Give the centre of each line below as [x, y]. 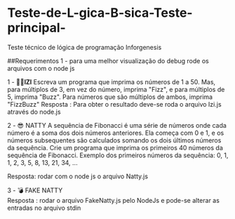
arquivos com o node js [41, 68]
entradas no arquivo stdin [44, 208]
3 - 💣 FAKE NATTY [35, 190]
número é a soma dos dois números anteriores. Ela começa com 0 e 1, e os [116, 133]
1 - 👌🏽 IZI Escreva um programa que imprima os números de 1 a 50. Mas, [112, 81]
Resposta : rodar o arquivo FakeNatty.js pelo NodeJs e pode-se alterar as [113, 200]
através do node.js [34, 112]
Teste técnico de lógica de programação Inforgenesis [85, 47]
